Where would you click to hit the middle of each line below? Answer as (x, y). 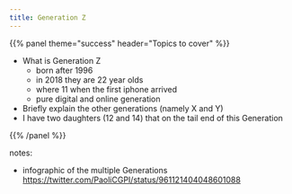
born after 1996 (64, 70)
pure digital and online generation (98, 99)
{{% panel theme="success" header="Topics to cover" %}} (120, 43)
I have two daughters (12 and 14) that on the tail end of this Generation (152, 118)
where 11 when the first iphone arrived (106, 89)
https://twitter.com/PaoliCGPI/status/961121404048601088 (131, 180)
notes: (21, 153)
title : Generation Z (48, 18)
